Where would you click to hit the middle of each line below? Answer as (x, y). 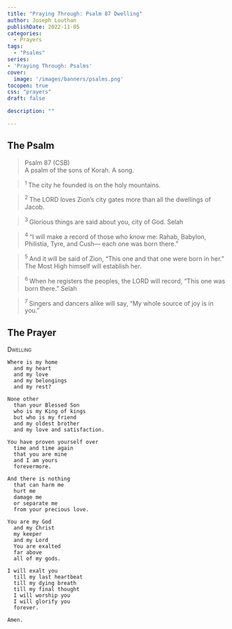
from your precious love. (52, 510)
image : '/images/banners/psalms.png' (69, 79)
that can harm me (39, 485)
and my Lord (31, 541)
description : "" (31, 111)
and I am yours (36, 461)
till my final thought (47, 590)
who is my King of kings (50, 412)
